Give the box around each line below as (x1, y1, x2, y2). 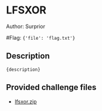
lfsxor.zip (14, 98, 37, 105)
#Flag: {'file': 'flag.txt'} (6, 34, 76, 41)
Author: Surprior (6, 23, 46, 30)
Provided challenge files (6, 82, 97, 92)
